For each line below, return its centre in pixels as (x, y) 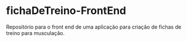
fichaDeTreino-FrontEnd (66, 11)
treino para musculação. (35, 33)
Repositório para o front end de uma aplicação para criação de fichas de (94, 27)
